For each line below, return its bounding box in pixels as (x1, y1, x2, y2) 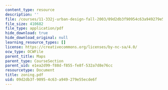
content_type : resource (5, 7, 55, 12)
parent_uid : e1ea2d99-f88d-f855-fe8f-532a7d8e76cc (5, 63, 113, 68)
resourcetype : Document (5, 68, 55, 73)
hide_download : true (5, 30, 48, 35)
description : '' (5, 12, 39, 17)
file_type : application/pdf (5, 26, 64, 31)
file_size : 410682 (5, 21, 43, 26)
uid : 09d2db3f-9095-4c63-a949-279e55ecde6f (5, 77, 97, 82)
